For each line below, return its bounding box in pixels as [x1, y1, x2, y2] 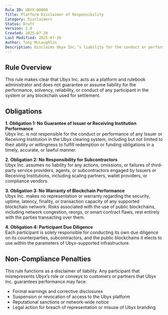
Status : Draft [5, 21, 35, 27]
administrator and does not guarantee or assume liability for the [5, 82, 136, 88]
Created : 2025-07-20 [5, 31, 48, 36]
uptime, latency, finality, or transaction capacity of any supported [5, 199, 140, 205]
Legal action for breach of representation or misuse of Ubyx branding [12, 304, 156, 310]
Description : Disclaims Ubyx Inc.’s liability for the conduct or [5, 45, 146, 50]
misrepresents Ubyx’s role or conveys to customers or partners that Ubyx [5, 273, 156, 279]
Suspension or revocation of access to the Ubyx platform [12, 294, 130, 300]
